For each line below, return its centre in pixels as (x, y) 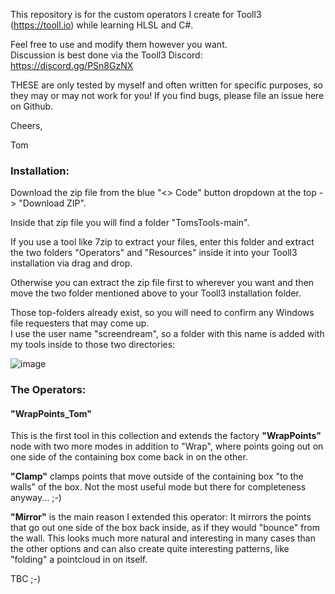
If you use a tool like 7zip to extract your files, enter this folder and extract (162, 242)
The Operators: (48, 390)
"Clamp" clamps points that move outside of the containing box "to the (157, 476)
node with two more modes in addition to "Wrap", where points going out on (167, 446)
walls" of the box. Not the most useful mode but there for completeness (158, 487)
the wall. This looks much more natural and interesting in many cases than (163, 538)
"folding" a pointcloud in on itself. (79, 560)
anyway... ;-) (36, 498)
